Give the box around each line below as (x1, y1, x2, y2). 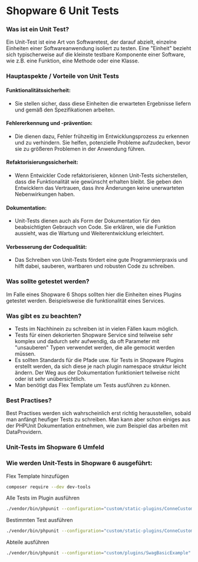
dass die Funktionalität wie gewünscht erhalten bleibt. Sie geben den (14, 178, 182, 185)
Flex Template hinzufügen (6, 472, 70, 479)
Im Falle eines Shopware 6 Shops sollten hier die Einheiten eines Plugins (6, 291, 181, 298)
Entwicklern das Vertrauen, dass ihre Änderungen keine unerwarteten (14, 185, 184, 192)
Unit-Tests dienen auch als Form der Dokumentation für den (14, 217, 161, 225)
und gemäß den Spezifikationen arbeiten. (14, 106, 115, 113)
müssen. (14, 350, 36, 357)
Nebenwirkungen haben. (14, 190, 75, 198)
